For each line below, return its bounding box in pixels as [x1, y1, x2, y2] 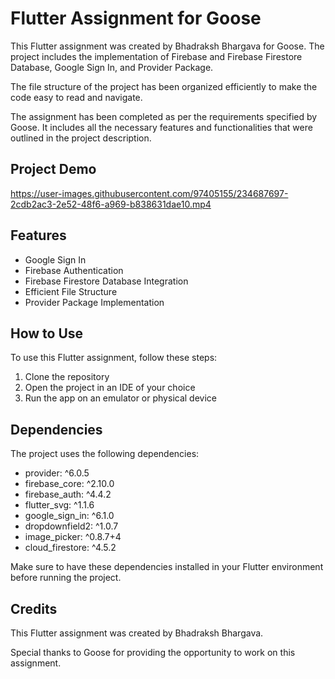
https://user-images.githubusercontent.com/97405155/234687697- [10, 187, 289, 199]
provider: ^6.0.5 [24, 467, 90, 479]
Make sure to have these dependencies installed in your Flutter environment [10, 561, 324, 573]
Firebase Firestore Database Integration [24, 275, 189, 287]
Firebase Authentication [24, 264, 124, 276]
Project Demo [10, 161, 97, 178]
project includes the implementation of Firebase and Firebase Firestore [10, 50, 303, 62]
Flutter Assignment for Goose [10, 7, 262, 30]
